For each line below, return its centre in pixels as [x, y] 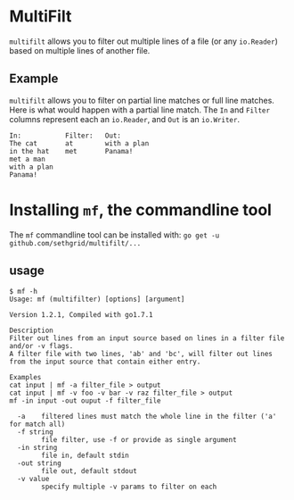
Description [31, 330]
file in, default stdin [85, 455]
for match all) [37, 424]
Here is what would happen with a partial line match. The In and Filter [139, 110]
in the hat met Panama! [71, 151]
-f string [35, 432]
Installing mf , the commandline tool [140, 209]
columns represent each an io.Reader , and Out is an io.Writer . [125, 119]
